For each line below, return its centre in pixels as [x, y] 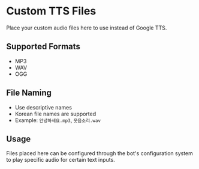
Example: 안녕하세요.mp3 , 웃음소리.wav [58, 120]
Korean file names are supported [55, 114]
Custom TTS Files [51, 11]
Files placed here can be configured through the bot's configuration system [100, 153]
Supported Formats [43, 47]
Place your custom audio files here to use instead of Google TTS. [87, 28]
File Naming [29, 93]
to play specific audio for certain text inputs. [61, 160]
